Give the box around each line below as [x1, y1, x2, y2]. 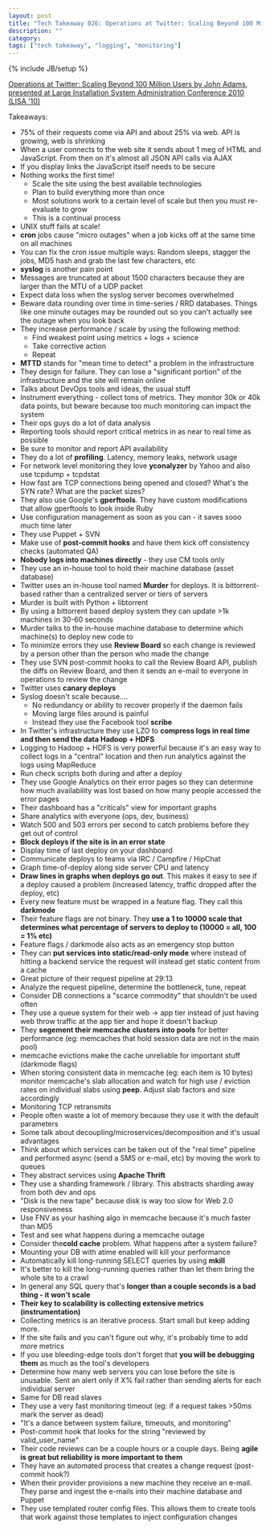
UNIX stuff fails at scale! [19, 222, 100, 232]
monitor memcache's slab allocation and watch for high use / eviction [19, 1076, 251, 1086]
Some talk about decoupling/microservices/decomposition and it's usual [19, 1128, 260, 1137]
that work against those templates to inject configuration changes [19, 1512, 238, 1522]
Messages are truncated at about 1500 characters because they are [19, 273, 245, 282]
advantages [19, 1136, 59, 1146]
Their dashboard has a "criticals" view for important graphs [19, 803, 217, 812]
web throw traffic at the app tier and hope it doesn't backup [19, 1017, 219, 1026]
